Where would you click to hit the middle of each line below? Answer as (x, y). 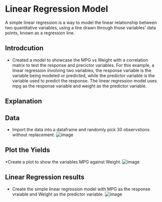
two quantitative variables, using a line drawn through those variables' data (81, 27)
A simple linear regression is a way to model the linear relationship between (81, 22)
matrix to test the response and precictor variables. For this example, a (83, 65)
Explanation (24, 101)
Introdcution (24, 48)
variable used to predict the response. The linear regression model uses (84, 81)
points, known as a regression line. (40, 33)
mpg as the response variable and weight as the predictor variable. (80, 86)
